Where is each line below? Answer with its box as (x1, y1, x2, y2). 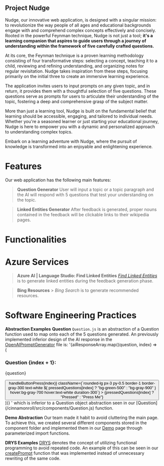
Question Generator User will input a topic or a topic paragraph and (17, 186, 154, 192)
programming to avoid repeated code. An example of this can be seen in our (5, 445, 159, 451)
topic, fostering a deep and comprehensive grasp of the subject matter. (5, 98, 149, 104)
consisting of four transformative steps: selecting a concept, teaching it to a (5, 57, 158, 63)
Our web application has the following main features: (5, 177, 111, 183)
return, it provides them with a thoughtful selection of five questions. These (5, 88, 157, 94)
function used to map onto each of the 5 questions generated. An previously (5, 331, 159, 337)
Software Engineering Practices (5, 310, 137, 321)
